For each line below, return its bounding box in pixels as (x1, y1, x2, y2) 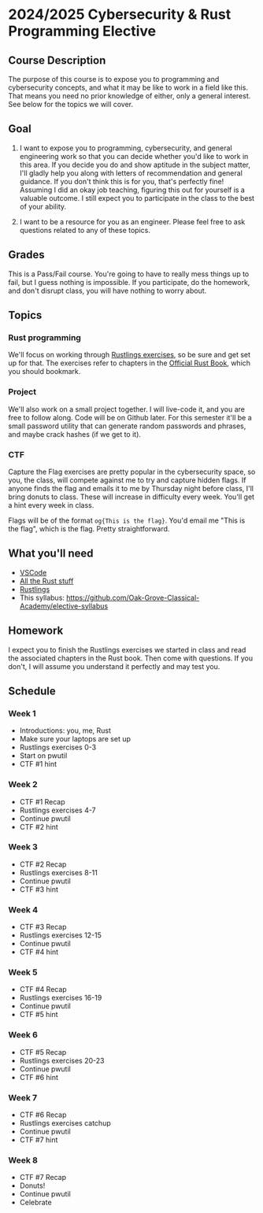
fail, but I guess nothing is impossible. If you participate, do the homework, (8, 277, 250, 287)
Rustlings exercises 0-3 (19, 742, 97, 753)
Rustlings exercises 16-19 (19, 993, 102, 1003)
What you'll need (8, 547, 94, 560)
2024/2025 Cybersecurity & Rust (8, 6, 232, 24)
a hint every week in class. (8, 500, 94, 509)
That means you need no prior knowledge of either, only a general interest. (8, 91, 251, 100)
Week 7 (8, 1092, 38, 1103)
